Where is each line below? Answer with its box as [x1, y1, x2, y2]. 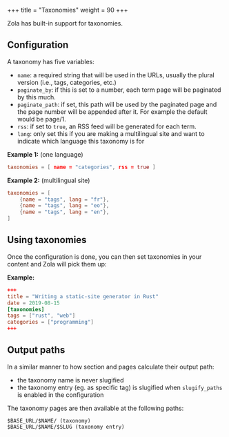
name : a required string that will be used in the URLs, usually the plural [17, 70, 215, 79]
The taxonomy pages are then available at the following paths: [7, 404, 184, 412]
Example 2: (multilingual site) [7, 176, 90, 184]
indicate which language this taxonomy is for [17, 137, 145, 145]
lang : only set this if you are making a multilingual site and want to [17, 129, 205, 137]
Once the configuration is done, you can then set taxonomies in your [7, 252, 202, 261]
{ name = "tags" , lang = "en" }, [19, 208, 110, 216]
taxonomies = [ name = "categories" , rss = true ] [7, 164, 156, 171]
